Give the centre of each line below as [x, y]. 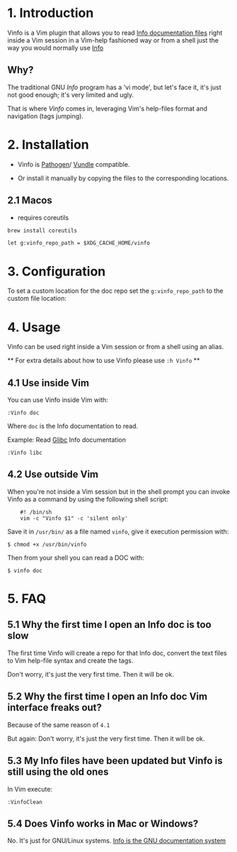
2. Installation [48, 144]
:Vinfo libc [25, 453]
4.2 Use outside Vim [53, 474]
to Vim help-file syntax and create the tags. [70, 660]
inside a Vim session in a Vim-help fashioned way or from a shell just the [113, 40]
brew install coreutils [42, 231]
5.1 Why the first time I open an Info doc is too [109, 625]
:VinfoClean [25, 802]
